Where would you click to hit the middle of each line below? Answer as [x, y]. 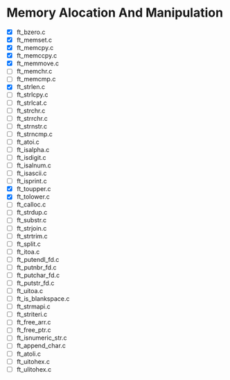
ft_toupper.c [34, 189]
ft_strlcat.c [32, 103]
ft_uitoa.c [29, 291]
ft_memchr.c [34, 72]
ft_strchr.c [31, 110]
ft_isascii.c [32, 173]
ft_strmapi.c [34, 306]
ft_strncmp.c [35, 134]
